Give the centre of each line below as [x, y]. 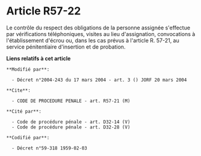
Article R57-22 [44, 11]
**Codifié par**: [28, 137]
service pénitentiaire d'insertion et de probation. [66, 47]
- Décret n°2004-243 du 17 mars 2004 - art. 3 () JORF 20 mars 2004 [99, 80]
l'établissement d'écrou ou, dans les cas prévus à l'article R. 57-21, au [93, 40]
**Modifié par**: [28, 69]
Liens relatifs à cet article [39, 58]
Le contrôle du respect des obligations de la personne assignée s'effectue [98, 28]
